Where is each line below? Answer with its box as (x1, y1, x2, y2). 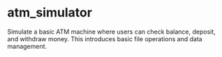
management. (7, 42, 47, 50)
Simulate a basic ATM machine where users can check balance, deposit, (7, 27, 216, 36)
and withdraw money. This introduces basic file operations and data (7, 34, 202, 43)
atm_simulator (7, 5, 93, 21)
